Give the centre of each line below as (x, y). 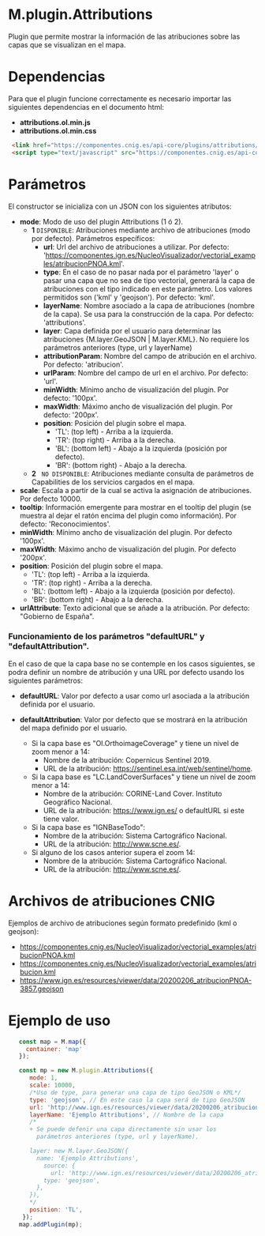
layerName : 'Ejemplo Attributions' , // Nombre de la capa (126, 1115)
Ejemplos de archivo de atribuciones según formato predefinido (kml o (123, 923)
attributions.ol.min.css (58, 130)
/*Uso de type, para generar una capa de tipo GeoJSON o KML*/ (135, 1092)
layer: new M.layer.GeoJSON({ (78, 1151)
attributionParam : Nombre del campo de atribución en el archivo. (150, 356)
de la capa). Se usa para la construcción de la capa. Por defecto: (148, 314)
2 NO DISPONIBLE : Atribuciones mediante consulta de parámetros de (143, 473)
